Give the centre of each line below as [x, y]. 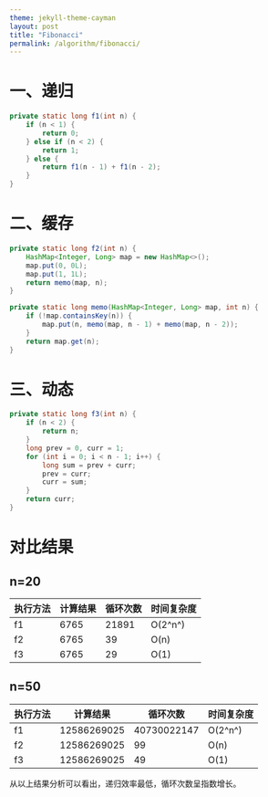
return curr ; [51, 499]
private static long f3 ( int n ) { [73, 414]
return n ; [61, 431]
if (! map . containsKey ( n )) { [79, 316]
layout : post [34, 26]
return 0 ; [61, 133]
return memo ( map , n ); [67, 283]
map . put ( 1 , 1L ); [57, 274]
